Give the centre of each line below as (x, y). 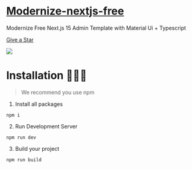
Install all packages (39, 104)
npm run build (24, 160)
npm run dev (21, 138)
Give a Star (20, 39)
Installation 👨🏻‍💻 (47, 75)
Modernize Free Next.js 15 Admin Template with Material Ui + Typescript (96, 28)
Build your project (37, 148)
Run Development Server (46, 126)
